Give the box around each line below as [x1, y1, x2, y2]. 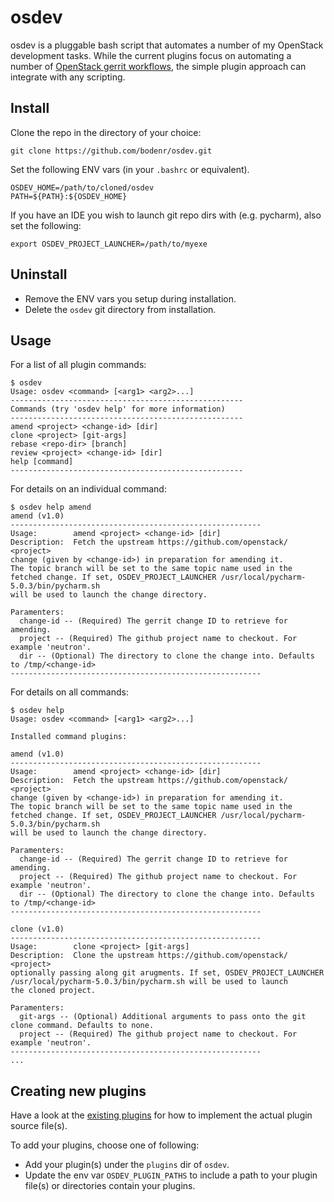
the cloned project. [10, 986, 97, 996]
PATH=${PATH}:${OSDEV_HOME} [10, 191, 128, 201]
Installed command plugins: [10, 732, 128, 742]
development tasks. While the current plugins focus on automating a [10, 49, 292, 61]
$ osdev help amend [10, 502, 92, 513]
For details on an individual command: [10, 483, 167, 495]
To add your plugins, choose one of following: [10, 1139, 200, 1151]
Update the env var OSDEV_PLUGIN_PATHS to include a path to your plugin [24, 1169, 318, 1181]
